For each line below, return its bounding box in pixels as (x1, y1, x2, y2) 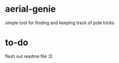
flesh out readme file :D (5, 53, 52, 59)
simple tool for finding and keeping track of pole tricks (5, 20, 115, 26)
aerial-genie (5, 3, 56, 15)
